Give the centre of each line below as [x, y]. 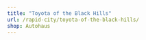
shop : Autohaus [29, 26]
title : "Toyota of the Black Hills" [59, 13]
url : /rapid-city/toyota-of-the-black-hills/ [73, 20]
